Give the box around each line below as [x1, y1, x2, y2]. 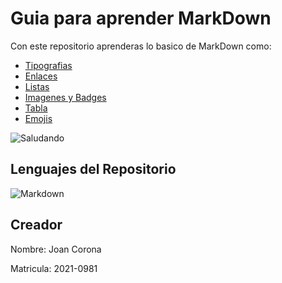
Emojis [24, 112, 53, 124]
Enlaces [24, 70, 58, 82]
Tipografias [24, 59, 73, 71]
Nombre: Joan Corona [10, 243, 102, 255]
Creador [10, 217, 63, 234]
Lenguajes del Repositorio [10, 161, 177, 178]
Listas [24, 80, 50, 92]
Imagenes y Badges [24, 91, 107, 103]
